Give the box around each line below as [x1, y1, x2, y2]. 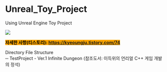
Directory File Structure [5, 49, 54, 55]
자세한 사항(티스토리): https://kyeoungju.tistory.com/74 [5, 39, 120, 45]
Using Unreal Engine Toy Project [5, 20, 72, 26]
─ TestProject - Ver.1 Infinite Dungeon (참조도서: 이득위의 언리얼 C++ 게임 [5, 55, 153, 61]
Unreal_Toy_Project [5, 3, 87, 15]
